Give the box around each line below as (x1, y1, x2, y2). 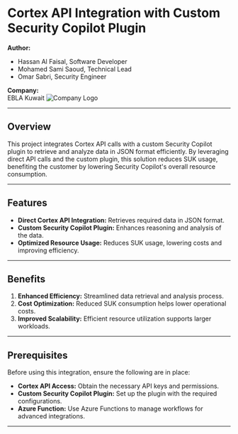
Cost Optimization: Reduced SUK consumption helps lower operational (17, 299, 227, 308)
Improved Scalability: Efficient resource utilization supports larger (17, 314, 212, 323)
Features (7, 197, 47, 209)
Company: (7, 86, 39, 94)
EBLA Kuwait (7, 94, 45, 102)
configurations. (17, 397, 62, 406)
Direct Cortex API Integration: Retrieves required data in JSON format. (17, 216, 225, 224)
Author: (7, 43, 31, 52)
